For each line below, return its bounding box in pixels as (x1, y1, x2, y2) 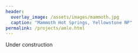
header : (5, 8, 25, 15)
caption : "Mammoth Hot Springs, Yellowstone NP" (11, 19, 133, 25)
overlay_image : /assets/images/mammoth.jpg (11, 14, 119, 20)
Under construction (5, 41, 53, 48)
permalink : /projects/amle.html (5, 25, 85, 31)
